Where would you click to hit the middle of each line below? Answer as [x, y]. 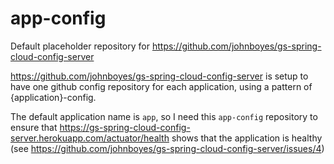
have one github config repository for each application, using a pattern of [161, 86]
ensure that [34, 127]
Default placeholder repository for [80, 46]
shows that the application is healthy [247, 138]
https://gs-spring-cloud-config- [125, 127]
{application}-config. [53, 97]
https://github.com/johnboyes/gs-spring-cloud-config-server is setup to [159, 76]
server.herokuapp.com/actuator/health [90, 138]
